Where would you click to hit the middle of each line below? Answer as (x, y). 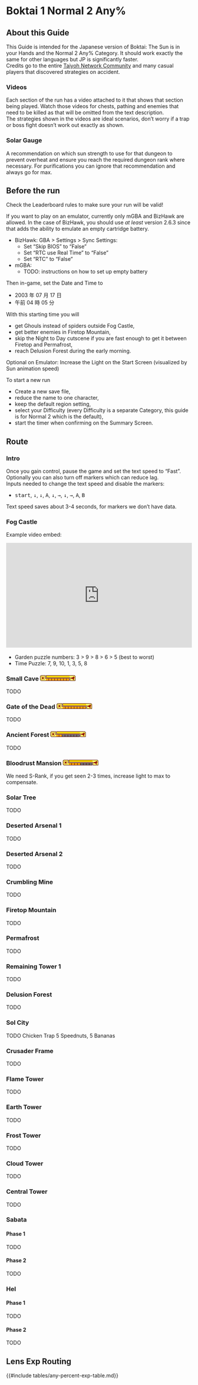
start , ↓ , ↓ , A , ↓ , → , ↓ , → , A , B (50, 495)
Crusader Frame (30, 1051)
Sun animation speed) (33, 369)
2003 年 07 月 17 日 (38, 295)
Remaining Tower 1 (34, 966)
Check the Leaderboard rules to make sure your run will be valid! (85, 205)
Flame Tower (25, 1079)
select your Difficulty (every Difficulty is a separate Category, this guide (101, 410)
